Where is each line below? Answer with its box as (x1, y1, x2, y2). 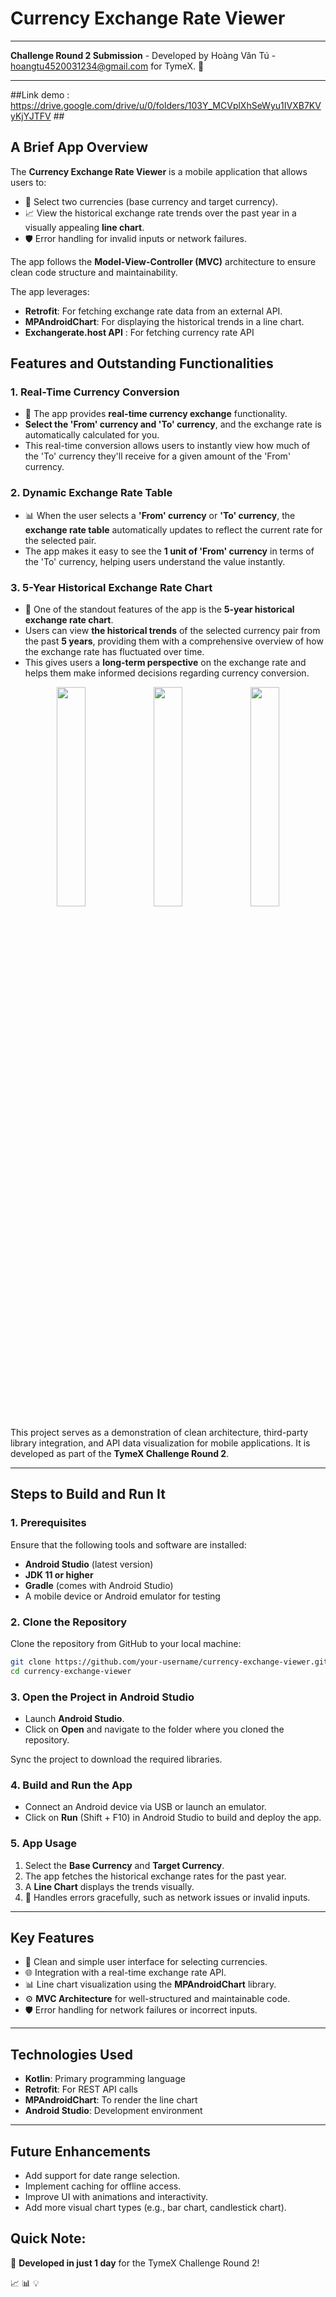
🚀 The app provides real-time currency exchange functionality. (24, 408, 288, 420)
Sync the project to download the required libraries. (10, 1753, 223, 1766)
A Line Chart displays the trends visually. (24, 1880, 195, 1892)
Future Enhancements (10, 2143, 152, 2160)
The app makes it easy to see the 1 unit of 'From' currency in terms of (24, 545, 315, 557)
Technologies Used (10, 2046, 133, 2063)
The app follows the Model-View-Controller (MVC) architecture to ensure (10, 255, 317, 267)
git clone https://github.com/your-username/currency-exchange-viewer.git (10, 1657, 329, 1667)
